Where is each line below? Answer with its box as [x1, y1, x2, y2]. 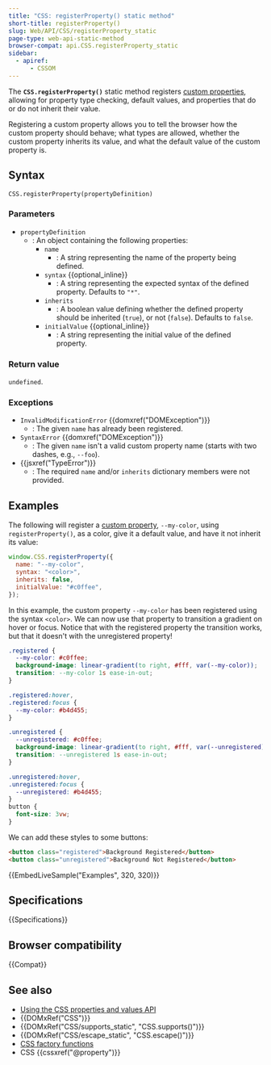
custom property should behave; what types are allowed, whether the [8, 128, 240, 137]
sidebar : [8, 49, 38, 57]
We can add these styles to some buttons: [8, 832, 148, 842]
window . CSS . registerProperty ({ [8, 553, 114, 561]
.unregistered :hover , [8, 773, 81, 781]
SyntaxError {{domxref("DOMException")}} [19, 433, 164, 442]
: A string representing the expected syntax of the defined [56, 278, 249, 287]
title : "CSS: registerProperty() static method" [8, 11, 175, 20]
